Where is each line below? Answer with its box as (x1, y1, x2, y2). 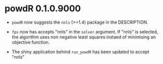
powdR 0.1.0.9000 (4, 3, 81, 14)
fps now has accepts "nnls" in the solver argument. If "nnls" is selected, (11, 29, 158, 34)
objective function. (11, 39, 50, 45)
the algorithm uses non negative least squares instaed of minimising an (11, 34, 156, 40)
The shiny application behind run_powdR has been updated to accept (11, 49, 149, 55)
